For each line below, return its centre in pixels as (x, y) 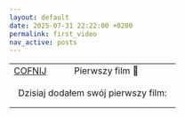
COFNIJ (30, 71)
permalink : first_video (53, 34)
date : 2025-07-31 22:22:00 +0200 (71, 26)
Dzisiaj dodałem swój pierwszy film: (92, 93)
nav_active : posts (43, 42)
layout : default (39, 17)
